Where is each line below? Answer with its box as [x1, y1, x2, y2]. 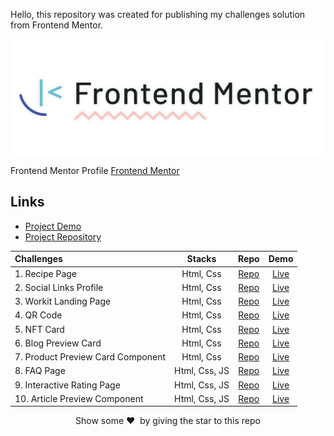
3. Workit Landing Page [14, 295, 112, 308]
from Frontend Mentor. [10, 19, 104, 31]
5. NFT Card [14, 323, 65, 335]
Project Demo [24, 220, 82, 232]
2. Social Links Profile [14, 281, 104, 293]
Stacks [186, 253, 217, 265]
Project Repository [24, 230, 102, 243]
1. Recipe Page [14, 267, 77, 279]
